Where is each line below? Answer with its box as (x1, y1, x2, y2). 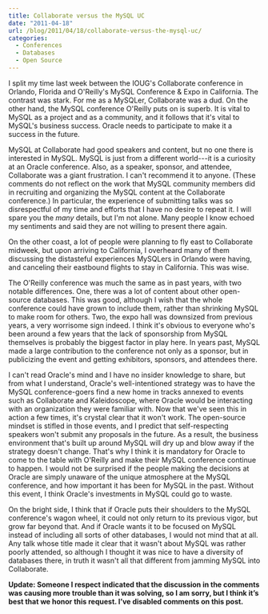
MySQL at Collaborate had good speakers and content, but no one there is (8, 145, 254, 155)
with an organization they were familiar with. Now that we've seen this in (8, 403, 247, 413)
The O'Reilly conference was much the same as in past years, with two (8, 278, 242, 287)
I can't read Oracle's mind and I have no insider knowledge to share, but (8, 370, 246, 379)
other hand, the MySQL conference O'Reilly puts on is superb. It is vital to (8, 103, 250, 113)
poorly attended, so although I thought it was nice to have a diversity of (8, 547, 244, 556)
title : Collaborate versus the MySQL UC (8, 11, 146, 20)
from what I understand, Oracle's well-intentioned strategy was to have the (8, 378, 256, 388)
